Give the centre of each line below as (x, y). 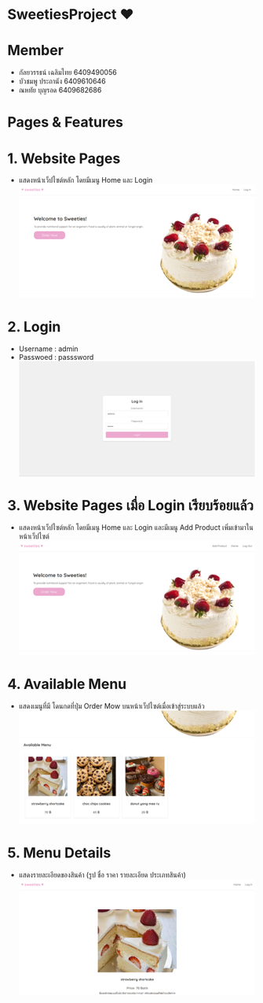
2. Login (34, 326)
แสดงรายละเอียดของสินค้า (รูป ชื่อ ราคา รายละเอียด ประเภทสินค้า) (102, 875)
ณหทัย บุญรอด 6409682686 (60, 90)
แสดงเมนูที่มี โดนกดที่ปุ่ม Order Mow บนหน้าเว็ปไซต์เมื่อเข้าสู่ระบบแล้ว (111, 706)
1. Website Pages (64, 158)
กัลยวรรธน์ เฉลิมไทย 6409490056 (68, 72)
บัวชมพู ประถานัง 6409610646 (62, 81)
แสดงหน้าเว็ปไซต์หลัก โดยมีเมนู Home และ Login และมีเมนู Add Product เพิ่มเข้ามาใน (136, 527)
